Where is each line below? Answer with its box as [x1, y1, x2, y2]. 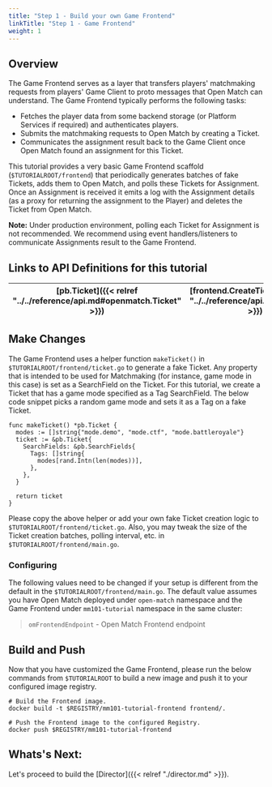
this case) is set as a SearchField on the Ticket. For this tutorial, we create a [8, 379, 261, 389]
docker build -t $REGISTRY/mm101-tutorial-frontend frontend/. [8, 704, 227, 712]
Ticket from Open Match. [8, 204, 92, 215]
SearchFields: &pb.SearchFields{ [23, 443, 136, 451]
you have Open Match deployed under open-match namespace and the [8, 595, 243, 605]
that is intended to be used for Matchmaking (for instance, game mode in [8, 370, 253, 381]
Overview [8, 57, 59, 71]
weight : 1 [8, 27, 42, 35]
